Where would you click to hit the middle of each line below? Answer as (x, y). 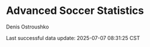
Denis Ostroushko (28, 27)
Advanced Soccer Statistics (75, 11)
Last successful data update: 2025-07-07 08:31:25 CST (73, 38)
